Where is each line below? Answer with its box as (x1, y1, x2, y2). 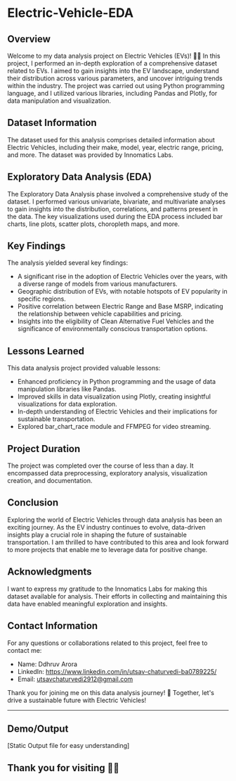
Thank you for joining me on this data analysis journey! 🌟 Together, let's (7, 688, 214, 696)
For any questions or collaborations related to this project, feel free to (7, 639, 208, 647)
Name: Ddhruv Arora (17, 660, 78, 668)
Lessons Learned (7, 345, 84, 357)
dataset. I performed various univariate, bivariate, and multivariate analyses (7, 197, 226, 206)
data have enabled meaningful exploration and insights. (7, 599, 168, 608)
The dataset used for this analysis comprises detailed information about (7, 135, 216, 144)
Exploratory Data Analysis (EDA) (7, 171, 152, 183)
